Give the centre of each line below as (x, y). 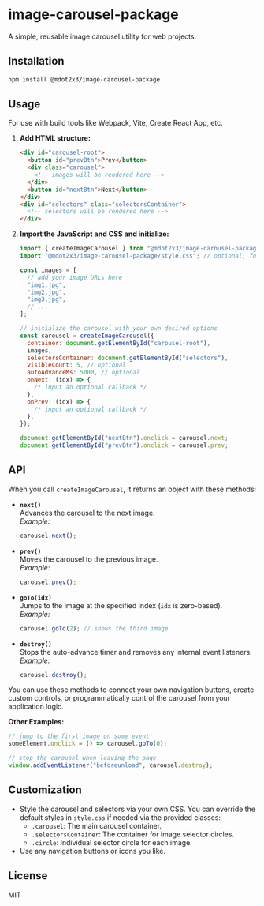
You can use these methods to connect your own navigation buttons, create (131, 690)
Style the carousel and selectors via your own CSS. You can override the (138, 809)
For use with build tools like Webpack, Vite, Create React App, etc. (115, 123)
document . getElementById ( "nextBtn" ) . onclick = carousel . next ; (124, 438)
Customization (45, 790)
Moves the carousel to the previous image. (89, 559)
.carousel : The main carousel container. (97, 825)
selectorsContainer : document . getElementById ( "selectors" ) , (128, 358)
